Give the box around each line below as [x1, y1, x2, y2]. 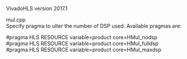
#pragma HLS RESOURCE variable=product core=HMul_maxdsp [6, 46, 162, 53]
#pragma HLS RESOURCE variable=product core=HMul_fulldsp [6, 40, 159, 47]
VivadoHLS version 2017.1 [6, 5, 68, 12]
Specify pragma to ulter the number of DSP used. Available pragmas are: [6, 23, 182, 29]
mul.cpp [6, 16, 26, 23]
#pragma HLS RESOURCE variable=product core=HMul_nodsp [6, 34, 158, 40]
